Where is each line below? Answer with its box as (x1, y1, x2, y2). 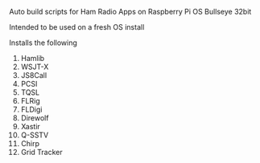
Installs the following (9, 38, 77, 47)
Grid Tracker (20, 148, 63, 157)
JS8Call (20, 71, 47, 79)
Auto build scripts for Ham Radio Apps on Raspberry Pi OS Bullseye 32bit (9, 7, 252, 16)
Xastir (20, 122, 41, 131)
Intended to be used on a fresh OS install (9, 22, 145, 31)
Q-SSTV (20, 130, 49, 140)
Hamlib (20, 54, 45, 63)
